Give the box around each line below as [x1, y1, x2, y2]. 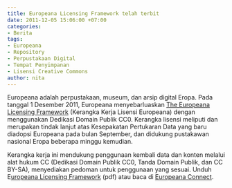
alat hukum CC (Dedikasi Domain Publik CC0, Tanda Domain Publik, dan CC [7, 158, 223, 167]
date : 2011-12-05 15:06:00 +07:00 [7, 17, 107, 23]
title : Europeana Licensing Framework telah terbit [7, 10, 159, 17]
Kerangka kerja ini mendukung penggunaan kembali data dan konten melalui [7, 151, 225, 159]
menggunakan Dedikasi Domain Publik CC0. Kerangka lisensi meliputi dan [7, 115, 218, 124]
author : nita [7, 74, 45, 82]
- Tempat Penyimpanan [7, 62, 70, 68]
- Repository [7, 49, 45, 56]
